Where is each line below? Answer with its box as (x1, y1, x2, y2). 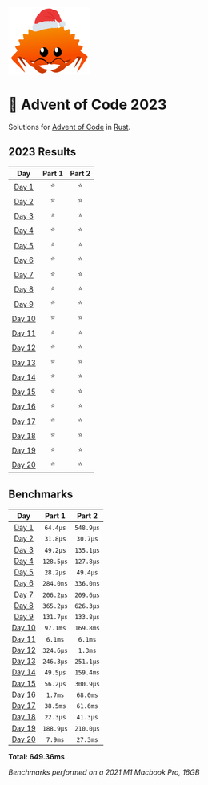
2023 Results (8, 145, 77, 159)
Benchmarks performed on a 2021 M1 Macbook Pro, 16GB (8, 767, 200, 777)
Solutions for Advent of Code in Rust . (8, 122, 130, 131)
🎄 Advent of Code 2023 (8, 95, 167, 114)
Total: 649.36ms (8, 752, 66, 762)
